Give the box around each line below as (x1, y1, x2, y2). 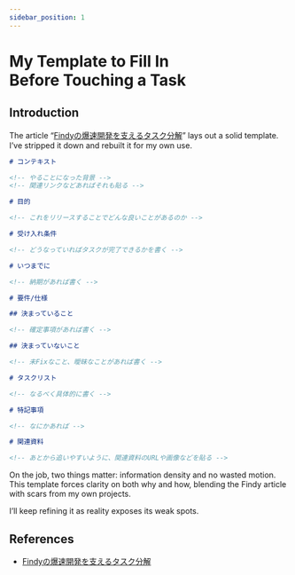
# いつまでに (9, 261, 50, 271)
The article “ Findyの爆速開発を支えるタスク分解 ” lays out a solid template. (9, 130, 279, 140)
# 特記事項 (9, 406, 44, 414)
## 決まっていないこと (9, 342, 81, 351)
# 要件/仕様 (9, 294, 49, 303)
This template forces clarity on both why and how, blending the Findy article (9, 479, 287, 490)
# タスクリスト (9, 374, 58, 382)
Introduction (9, 106, 80, 121)
